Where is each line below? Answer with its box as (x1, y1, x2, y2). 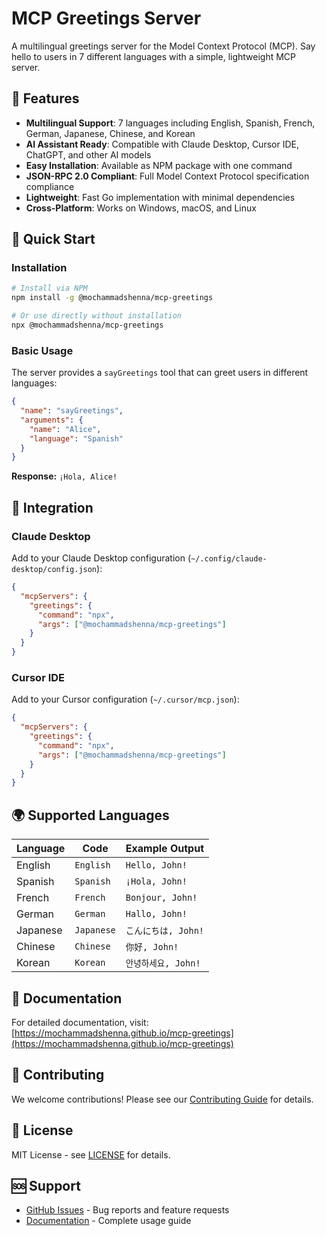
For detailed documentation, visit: (11, 1016, 149, 1028)
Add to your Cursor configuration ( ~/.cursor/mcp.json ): (11, 693, 240, 706)
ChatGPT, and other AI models (25, 148, 152, 161)
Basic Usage (11, 343, 74, 357)
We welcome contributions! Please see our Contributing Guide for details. (11, 1093, 314, 1105)
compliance (25, 180, 75, 192)
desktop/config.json (11, 565, 98, 575)
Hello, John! (125, 860, 188, 871)
